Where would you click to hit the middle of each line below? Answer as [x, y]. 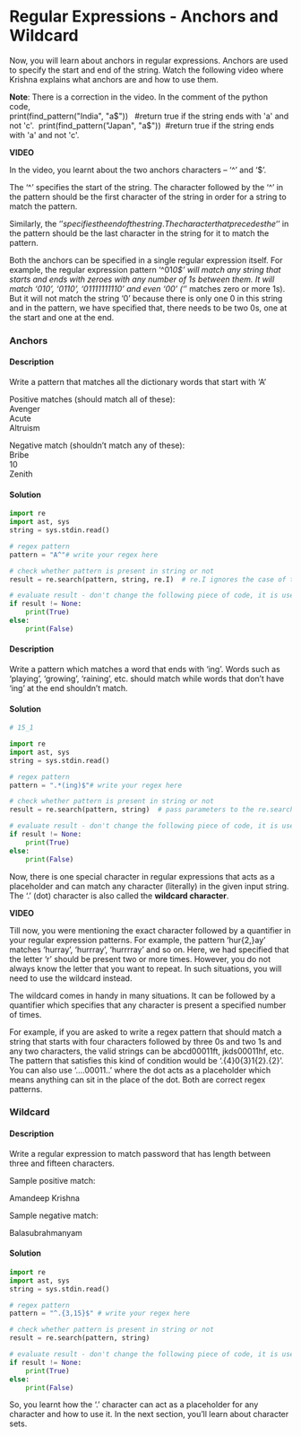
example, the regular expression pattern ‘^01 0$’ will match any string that [145, 269]
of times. [26, 1014]
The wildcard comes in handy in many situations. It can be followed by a [142, 995]
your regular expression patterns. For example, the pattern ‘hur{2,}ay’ [138, 940]
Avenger [25, 409]
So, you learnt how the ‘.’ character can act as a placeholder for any [134, 1405]
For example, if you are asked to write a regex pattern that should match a [146, 1032]
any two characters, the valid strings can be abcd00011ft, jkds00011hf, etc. [147, 1051]
